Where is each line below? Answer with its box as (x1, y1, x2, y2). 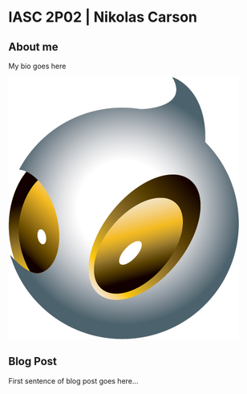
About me (8, 40, 59, 54)
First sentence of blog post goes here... (8, 376, 139, 385)
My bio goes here (8, 61, 67, 71)
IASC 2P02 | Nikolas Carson (8, 8, 198, 26)
